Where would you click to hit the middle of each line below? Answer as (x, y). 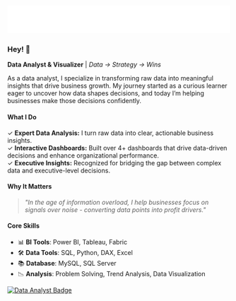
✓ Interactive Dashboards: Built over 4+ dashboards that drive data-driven (117, 148)
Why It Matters (30, 187)
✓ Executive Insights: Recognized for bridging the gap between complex (114, 163)
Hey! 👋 (19, 49)
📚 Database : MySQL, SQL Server (67, 263)
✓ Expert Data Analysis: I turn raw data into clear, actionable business (111, 133)
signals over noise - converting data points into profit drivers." (115, 209)
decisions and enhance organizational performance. (83, 155)
